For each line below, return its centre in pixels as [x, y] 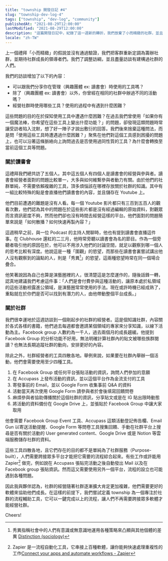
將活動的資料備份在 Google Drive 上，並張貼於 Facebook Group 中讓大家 [87, 404]
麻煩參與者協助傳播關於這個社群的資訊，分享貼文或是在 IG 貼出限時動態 [86, 397]
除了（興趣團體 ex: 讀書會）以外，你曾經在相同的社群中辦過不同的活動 [85, 93]
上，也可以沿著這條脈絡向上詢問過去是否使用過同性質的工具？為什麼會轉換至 [84, 141]
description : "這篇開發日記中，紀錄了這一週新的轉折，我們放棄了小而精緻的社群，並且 [84, 33]
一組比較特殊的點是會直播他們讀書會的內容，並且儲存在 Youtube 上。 [76, 192]
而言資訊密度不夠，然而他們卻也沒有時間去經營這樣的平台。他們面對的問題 [82, 216]
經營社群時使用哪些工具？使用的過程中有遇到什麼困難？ [69, 105]
